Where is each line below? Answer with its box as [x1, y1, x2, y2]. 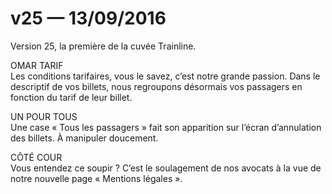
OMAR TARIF [10, 59, 64, 71]
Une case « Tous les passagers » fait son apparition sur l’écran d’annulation [10, 121, 322, 133]
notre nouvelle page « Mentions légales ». [10, 172, 183, 184]
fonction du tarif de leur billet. [10, 91, 133, 103]
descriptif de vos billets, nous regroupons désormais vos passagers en [10, 80, 303, 92]
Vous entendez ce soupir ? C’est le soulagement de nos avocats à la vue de [10, 162, 322, 174]
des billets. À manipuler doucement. [10, 132, 159, 144]
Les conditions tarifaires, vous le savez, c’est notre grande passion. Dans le [10, 70, 321, 82]
